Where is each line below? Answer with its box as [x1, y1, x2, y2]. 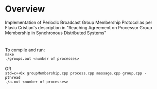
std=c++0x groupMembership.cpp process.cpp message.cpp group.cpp [5, 71, 142, 76]
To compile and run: [5, 47, 45, 53]
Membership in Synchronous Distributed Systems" [5, 30, 106, 36]
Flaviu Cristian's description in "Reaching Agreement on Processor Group [5, 24, 152, 30]
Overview [5, 3, 45, 15]
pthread [5, 75, 21, 80]
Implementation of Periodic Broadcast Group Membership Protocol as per [5, 19, 153, 25]
